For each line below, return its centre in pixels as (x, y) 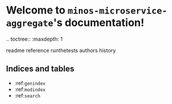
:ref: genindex (30, 83)
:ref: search (27, 95)
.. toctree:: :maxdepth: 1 (35, 39)
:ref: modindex (30, 89)
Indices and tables (40, 69)
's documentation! (99, 23)
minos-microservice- (118, 11)
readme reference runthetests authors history (61, 50)
